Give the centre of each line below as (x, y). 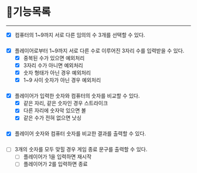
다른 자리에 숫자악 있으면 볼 (55, 111)
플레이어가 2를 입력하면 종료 (55, 164)
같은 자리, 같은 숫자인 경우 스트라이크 (66, 103)
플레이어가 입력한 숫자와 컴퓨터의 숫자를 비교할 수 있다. (77, 96)
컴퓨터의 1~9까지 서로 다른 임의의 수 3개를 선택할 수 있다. (80, 35)
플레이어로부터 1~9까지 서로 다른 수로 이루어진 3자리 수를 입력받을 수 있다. (99, 50)
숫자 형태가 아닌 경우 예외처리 (57, 73)
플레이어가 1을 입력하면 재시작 (57, 157)
